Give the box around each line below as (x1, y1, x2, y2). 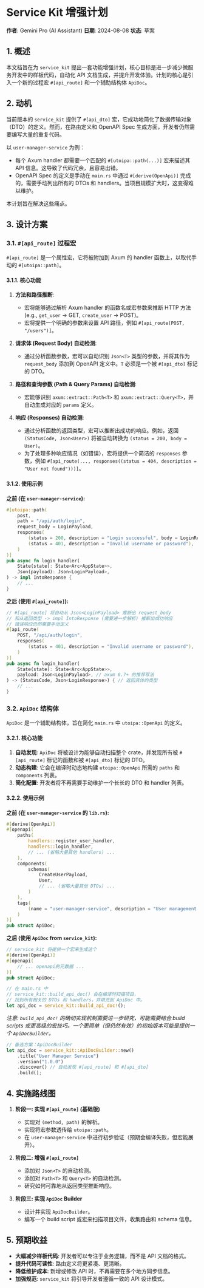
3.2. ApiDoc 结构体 (6, 704, 59, 712)
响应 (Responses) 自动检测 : (15, 414, 84, 421)
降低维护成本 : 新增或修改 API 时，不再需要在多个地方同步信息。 (15, 1267, 174, 1275)
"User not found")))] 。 (24, 465, 84, 472)
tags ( (17, 900, 32, 906)
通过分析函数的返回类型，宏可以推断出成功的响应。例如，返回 (24, 427, 179, 434)
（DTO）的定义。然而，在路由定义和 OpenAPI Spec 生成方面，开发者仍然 (6, 123, 190, 131)
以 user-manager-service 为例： (6, 143, 86, 151)
